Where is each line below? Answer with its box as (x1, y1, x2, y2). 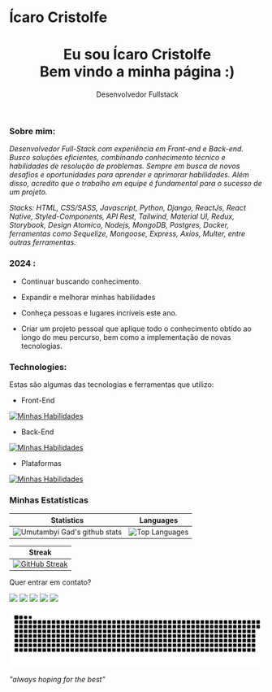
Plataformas (20, 459, 62, 468)
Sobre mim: (9, 126, 56, 137)
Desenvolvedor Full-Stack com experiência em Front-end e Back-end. (9, 144, 244, 154)
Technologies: (9, 361, 67, 372)
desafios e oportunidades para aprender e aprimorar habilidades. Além (9, 170, 250, 180)
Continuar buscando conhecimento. (20, 276, 141, 286)
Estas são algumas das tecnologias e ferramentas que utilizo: (9, 380, 214, 390)
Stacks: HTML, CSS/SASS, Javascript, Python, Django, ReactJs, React (9, 203, 246, 213)
